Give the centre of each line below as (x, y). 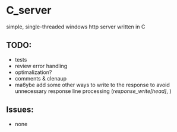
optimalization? (33, 72)
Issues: (20, 110)
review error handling (41, 66)
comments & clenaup (41, 78)
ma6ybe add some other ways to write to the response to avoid (92, 85)
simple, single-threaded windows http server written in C (76, 27)
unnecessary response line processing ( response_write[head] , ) (93, 91)
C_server (29, 10)
